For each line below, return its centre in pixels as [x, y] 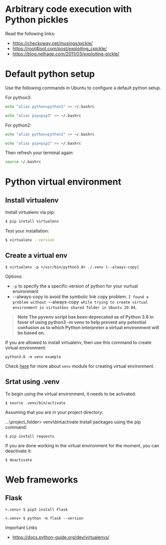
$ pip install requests [30, 436]
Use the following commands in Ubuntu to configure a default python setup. [83, 88]
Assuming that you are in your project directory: [54, 412]
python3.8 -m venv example [33, 357]
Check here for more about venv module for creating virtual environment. [80, 366]
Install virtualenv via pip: [30, 212]
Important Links [21, 528]
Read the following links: [30, 33]
